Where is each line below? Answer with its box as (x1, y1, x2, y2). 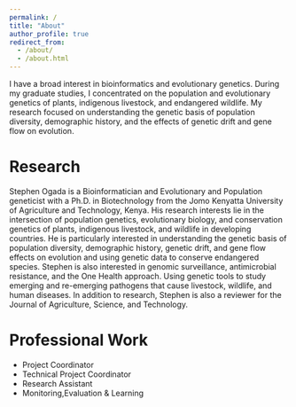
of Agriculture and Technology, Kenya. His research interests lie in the (9, 205, 264, 215)
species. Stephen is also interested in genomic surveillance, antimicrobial (9, 261, 277, 271)
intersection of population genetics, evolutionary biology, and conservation (9, 214, 284, 224)
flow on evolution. (9, 126, 74, 136)
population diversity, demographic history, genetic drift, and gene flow (9, 242, 267, 253)
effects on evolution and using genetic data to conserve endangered (9, 252, 260, 262)
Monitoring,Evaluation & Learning (21, 387, 144, 398)
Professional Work (9, 330, 149, 350)
